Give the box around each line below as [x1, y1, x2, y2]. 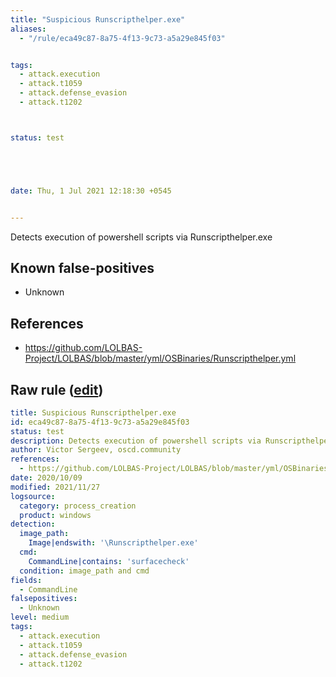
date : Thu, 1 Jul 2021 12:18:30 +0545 [10, 186, 172, 196]
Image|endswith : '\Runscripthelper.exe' [28, 538, 199, 548]
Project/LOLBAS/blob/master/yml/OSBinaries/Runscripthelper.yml [24, 352, 297, 365]
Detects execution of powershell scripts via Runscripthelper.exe [10, 231, 273, 243]
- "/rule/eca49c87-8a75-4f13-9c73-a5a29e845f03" [19, 33, 226, 43]
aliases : [10, 24, 47, 34]
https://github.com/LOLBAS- [24, 342, 143, 354]
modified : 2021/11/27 [10, 482, 101, 492]
